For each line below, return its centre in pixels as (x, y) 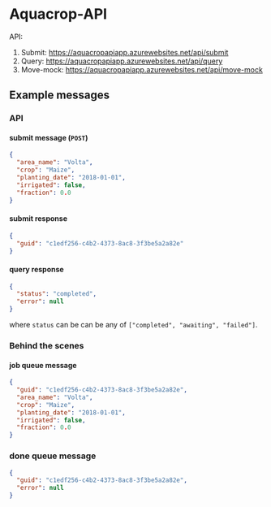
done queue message (53, 456)
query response (37, 269)
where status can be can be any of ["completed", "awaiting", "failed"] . (133, 325)
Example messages (60, 95)
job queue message (43, 365)
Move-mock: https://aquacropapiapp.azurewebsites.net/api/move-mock (142, 69)
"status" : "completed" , (56, 294)
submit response (39, 219)
